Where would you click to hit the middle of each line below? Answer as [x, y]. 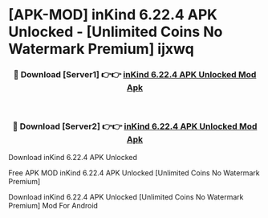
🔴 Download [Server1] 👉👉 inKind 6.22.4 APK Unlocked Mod [135, 75]
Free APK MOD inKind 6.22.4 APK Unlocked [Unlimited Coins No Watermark [134, 173]
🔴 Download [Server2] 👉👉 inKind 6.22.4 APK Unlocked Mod [135, 126]
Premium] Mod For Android [53, 205]
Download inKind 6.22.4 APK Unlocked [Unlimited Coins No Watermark [126, 197]
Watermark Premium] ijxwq [101, 49]
